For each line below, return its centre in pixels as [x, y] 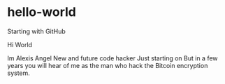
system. [19, 73]
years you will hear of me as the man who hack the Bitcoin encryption [108, 65]
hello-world [42, 12]
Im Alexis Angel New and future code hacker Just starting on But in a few [112, 58]
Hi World [20, 44]
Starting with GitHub [37, 31]
